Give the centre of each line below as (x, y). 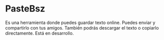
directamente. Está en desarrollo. (39, 33)
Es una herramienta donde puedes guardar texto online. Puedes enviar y (80, 22)
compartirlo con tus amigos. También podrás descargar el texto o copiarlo (82, 27)
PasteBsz (25, 9)
